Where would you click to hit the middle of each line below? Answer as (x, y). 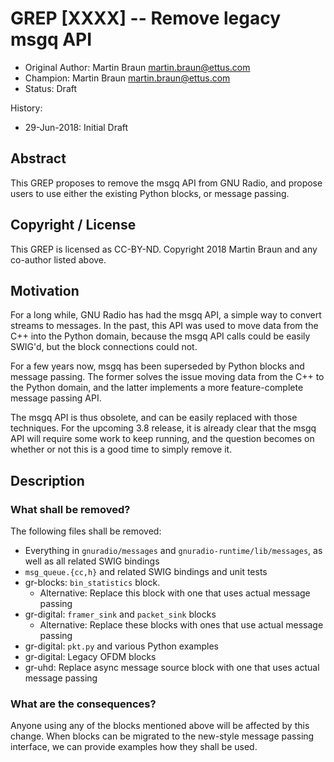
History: (26, 108)
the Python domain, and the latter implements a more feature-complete (157, 388)
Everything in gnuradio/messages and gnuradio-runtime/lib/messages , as (173, 551)
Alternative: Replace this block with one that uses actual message (175, 593)
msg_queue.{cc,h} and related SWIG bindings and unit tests (146, 572)
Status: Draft (51, 88)
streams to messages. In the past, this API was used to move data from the (164, 326)
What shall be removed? (70, 509)
